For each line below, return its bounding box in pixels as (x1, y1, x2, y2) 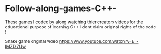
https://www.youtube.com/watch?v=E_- (59, 38, 139, 44)
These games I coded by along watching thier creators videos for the (5, 19, 143, 25)
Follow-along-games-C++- (5, 3, 117, 14)
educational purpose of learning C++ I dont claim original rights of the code (5, 24, 156, 29)
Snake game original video (5, 38, 58, 44)
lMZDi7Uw (5, 43, 26, 49)
